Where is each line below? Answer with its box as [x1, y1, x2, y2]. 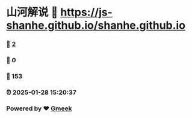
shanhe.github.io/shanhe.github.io [6, 19, 185, 32]
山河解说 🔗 [6, 5, 58, 19]
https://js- [60, 5, 113, 19]
